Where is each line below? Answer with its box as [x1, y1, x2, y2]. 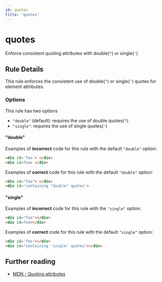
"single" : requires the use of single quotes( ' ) [12, 123, 107, 129]
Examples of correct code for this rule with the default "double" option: [5, 169, 153, 175]
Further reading [5, 257, 56, 266]
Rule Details [5, 65, 44, 74]
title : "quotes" [5, 12, 39, 17]
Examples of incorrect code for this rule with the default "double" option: [5, 146, 157, 152]
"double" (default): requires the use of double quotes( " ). [12, 117, 130, 123]
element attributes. [5, 84, 44, 90]
